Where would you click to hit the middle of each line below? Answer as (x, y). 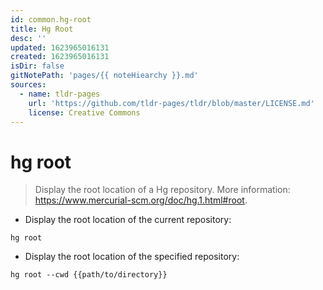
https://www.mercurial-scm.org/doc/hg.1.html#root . (141, 200)
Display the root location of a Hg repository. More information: (162, 190)
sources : (28, 85)
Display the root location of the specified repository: (132, 257)
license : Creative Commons (84, 112)
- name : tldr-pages (60, 94)
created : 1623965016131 (60, 57)
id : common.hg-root (51, 19)
